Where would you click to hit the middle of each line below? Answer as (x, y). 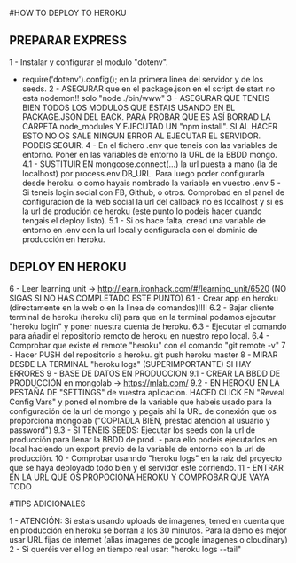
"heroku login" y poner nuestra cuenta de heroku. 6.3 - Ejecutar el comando (148, 326)
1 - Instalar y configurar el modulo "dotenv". (89, 62)
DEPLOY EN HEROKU (68, 267)
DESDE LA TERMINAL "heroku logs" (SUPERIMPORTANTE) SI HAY (130, 364)
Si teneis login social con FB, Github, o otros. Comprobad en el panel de (153, 192)
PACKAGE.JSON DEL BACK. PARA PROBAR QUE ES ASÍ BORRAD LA (146, 117)
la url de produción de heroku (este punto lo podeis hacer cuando (142, 211)
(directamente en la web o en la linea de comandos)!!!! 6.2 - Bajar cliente (142, 307)
